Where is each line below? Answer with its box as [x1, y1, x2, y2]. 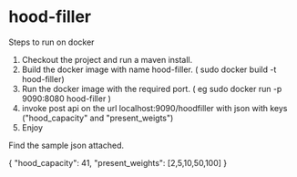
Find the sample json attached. [8, 140, 125, 151]
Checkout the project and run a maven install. [21, 54, 193, 65]
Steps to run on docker [8, 36, 95, 47]
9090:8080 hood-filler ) [21, 93, 111, 104]
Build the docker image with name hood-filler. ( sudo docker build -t [21, 64, 277, 75]
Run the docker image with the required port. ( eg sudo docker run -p [21, 83, 282, 94]
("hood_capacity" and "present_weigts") [21, 112, 174, 123]
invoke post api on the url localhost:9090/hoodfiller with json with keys [21, 102, 288, 113]
